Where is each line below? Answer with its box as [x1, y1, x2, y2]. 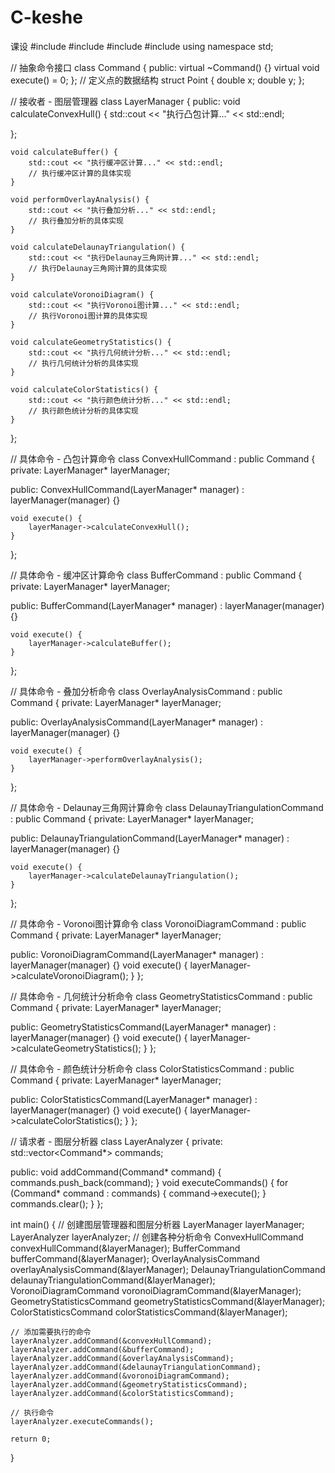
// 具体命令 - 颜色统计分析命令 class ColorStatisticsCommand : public [10, 1062, 295, 1075]
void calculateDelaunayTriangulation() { [10, 242, 186, 252]
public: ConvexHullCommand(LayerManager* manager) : [10, 483, 245, 495]
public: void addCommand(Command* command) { [10, 1166, 222, 1178]
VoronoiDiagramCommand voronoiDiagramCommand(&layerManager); [10, 1284, 302, 1296]
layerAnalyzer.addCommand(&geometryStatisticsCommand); [10, 1379, 248, 1390]
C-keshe [10, 6, 83, 29]
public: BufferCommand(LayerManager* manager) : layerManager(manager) [10, 599, 325, 611]
